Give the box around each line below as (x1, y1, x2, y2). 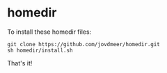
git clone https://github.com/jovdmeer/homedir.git (7, 41, 160, 48)
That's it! (7, 59, 33, 67)
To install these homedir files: (7, 28, 92, 36)
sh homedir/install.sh (7, 47, 73, 54)
